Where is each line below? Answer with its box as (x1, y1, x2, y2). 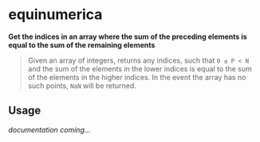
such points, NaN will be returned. (27, 81, 137, 90)
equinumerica (8, 6, 103, 24)
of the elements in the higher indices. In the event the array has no (27, 72, 246, 82)
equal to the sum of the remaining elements (8, 40, 156, 49)
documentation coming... (8, 125, 91, 134)
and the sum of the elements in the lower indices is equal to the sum (27, 63, 253, 73)
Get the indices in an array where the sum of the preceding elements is (8, 32, 247, 41)
